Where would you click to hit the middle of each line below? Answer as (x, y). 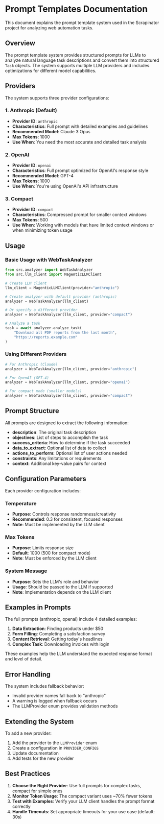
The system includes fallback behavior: (45, 686)
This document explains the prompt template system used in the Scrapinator (82, 23)
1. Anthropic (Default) (31, 110)
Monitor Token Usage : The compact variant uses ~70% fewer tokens (82, 796)
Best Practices (28, 774)
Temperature (21, 503)
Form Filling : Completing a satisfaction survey (59, 634)
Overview (20, 43)
